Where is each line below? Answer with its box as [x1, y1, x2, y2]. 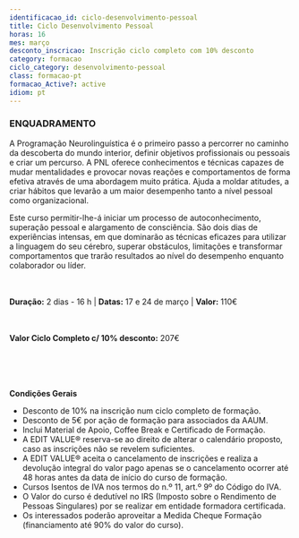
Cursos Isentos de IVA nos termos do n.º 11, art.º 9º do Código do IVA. [21, 481, 282, 492]
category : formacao [9, 55, 82, 64]
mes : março [9, 38, 50, 47]
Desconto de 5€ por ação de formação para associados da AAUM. [21, 414, 269, 425]
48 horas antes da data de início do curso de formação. [21, 472, 228, 482]
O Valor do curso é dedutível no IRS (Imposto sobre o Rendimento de [21, 491, 277, 501]
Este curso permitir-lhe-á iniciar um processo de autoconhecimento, [9, 212, 261, 223]
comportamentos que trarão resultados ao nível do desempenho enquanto [9, 250, 285, 260]
